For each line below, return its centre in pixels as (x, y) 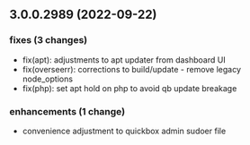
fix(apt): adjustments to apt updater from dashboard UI (124, 60)
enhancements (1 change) (67, 111)
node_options (48, 79)
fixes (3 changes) (49, 40)
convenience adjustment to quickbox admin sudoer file (124, 131)
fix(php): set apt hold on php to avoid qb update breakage (129, 88)
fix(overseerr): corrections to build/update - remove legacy (131, 69)
